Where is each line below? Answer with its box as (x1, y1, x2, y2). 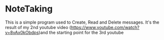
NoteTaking (5, 3, 53, 14)
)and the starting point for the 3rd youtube (38, 29, 124, 35)
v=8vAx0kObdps (5, 29, 39, 35)
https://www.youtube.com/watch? (70, 24, 140, 30)
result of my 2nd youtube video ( (5, 24, 71, 30)
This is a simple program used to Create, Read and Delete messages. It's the (5, 19, 160, 25)
